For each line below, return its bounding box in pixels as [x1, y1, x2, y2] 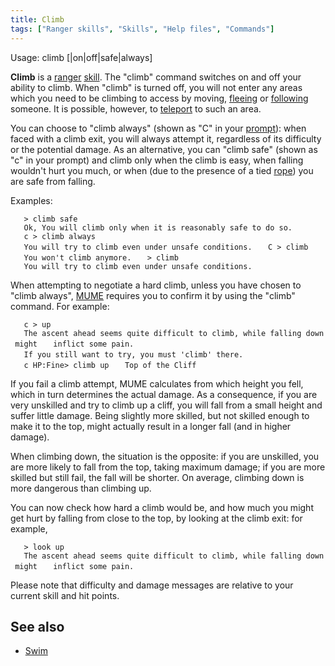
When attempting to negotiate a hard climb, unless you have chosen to [10, 279, 302, 291]
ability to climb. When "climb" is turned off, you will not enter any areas [10, 81, 303, 93]
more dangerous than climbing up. [10, 482, 152, 494]
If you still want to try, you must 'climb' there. [23, 349, 244, 360]
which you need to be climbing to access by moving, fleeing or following [10, 92, 309, 104]
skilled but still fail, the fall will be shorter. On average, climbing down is [10, 471, 305, 483]
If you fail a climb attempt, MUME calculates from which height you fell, [10, 377, 304, 390]
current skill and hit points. [10, 589, 120, 601]
